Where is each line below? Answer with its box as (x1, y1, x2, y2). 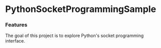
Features (5, 21, 28, 28)
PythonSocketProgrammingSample (5, 3, 156, 15)
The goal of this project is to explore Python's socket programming (5, 32, 144, 38)
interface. (5, 38, 25, 44)
